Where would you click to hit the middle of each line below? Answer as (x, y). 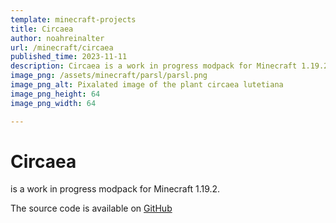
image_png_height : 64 (55, 94)
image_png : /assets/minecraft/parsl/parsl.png (109, 76)
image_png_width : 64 (53, 103)
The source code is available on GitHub (91, 208)
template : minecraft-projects (73, 19)
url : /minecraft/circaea (62, 47)
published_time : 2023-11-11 (69, 57)
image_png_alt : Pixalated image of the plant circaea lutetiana (147, 85)
